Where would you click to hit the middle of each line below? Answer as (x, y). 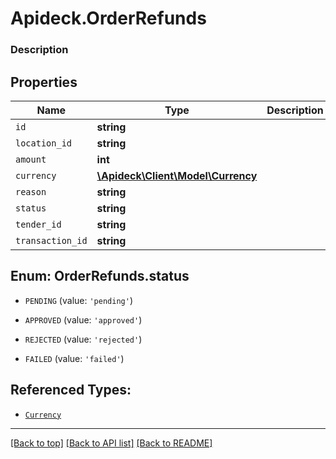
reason (31, 191)
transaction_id (51, 240)
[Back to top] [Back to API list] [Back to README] (111, 443)
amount (31, 159)
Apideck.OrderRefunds (108, 18)
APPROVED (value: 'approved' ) (83, 319)
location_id (44, 143)
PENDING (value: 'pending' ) (78, 300)
